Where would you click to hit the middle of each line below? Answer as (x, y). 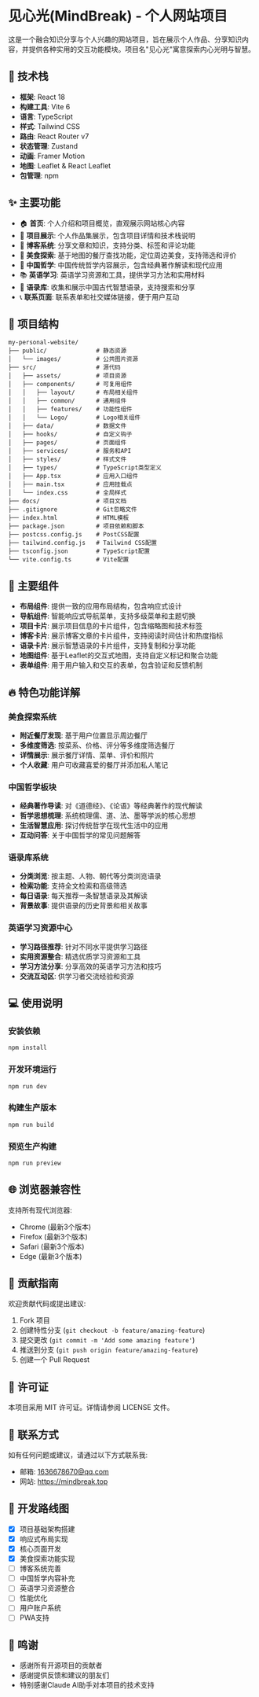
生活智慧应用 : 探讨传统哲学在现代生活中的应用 (94, 826)
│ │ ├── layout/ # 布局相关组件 (73, 393)
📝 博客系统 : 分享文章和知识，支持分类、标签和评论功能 (107, 245)
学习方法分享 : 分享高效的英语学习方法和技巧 (90, 966)
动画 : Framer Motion (52, 156)
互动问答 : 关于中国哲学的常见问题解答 (80, 835)
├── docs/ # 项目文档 (67, 501)
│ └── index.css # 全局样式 (67, 493)
